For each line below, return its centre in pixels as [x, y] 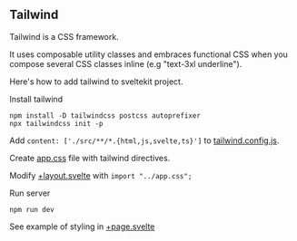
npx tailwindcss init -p [56, 123]
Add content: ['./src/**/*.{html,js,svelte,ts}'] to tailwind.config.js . [144, 140]
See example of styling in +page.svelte [82, 227]
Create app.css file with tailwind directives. [90, 158]
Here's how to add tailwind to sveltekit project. [96, 82]
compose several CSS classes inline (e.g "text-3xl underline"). [126, 63]
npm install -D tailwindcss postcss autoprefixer [105, 116]
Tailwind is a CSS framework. [64, 36]
